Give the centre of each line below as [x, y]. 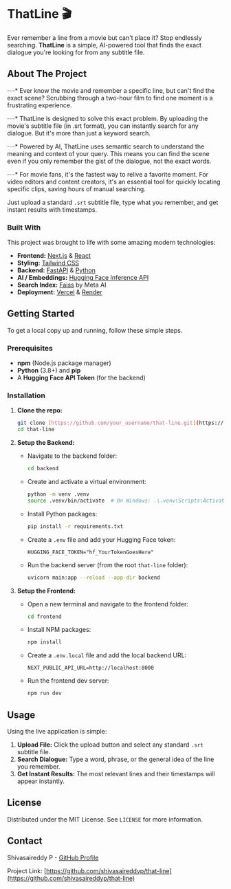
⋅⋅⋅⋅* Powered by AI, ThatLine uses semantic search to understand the [106, 146]
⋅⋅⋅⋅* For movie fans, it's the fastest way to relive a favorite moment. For [108, 174]
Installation [26, 395]
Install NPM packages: [59, 630]
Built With [24, 227]
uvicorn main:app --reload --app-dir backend [93, 578]
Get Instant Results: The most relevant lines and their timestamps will [116, 774]
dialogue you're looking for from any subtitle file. [76, 52]
